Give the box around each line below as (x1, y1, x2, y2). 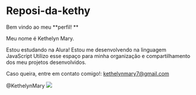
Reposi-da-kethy (6, 4, 91, 18)
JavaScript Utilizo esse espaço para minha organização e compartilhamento (6, 52, 191, 59)
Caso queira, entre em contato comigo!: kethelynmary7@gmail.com (6, 70, 170, 77)
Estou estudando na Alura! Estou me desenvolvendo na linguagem (6, 46, 167, 53)
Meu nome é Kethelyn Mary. (6, 35, 75, 42)
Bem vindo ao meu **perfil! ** (6, 23, 79, 30)
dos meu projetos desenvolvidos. (6, 59, 87, 66)
